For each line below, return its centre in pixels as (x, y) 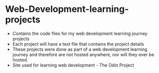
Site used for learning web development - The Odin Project (73, 65)
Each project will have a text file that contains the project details (78, 44)
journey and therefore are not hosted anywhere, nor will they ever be (83, 54)
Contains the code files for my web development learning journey (80, 33)
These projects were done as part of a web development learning (80, 49)
